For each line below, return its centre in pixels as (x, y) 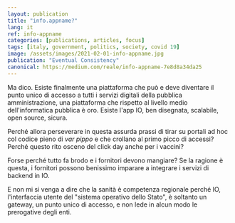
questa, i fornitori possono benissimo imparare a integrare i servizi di (108, 167)
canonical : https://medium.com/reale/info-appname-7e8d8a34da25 (105, 67)
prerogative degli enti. (40, 212)
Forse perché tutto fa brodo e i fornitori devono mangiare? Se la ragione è (115, 160)
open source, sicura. (37, 118)
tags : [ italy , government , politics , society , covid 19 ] (94, 47)
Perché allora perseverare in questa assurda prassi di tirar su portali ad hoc (117, 131)
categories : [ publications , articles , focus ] (76, 41)
